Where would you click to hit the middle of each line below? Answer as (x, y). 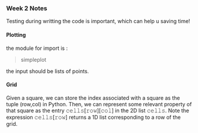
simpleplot (33, 59)
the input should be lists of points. (47, 71)
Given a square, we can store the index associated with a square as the (93, 98)
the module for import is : (37, 48)
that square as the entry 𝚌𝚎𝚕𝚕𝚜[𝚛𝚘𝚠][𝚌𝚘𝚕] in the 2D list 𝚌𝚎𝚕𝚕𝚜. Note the (98, 110)
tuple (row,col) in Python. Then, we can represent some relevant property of (99, 104)
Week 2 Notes (27, 8)
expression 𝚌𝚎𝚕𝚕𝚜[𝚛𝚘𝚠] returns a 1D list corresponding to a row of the (93, 117)
